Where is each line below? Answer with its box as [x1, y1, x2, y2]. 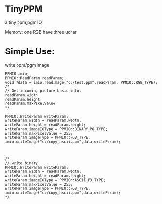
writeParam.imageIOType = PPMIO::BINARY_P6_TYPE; [5, 126, 108, 132]
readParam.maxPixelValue [5, 101, 55, 106]
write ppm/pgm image [5, 62, 50, 68]
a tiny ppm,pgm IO [5, 19, 42, 25]
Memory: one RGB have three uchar [5, 29, 77, 34]
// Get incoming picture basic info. [5, 88, 82, 93]
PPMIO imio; [5, 71, 29, 76]
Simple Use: [5, 46, 55, 57]
